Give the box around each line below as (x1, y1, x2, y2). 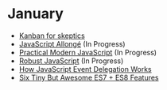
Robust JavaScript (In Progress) (18, 56, 124, 66)
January (7, 5, 64, 23)
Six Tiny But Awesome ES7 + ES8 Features (18, 73, 160, 82)
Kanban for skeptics (18, 31, 85, 40)
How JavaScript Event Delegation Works (18, 64, 152, 73)
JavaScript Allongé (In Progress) (18, 39, 126, 48)
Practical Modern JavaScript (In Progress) (18, 47, 157, 57)
